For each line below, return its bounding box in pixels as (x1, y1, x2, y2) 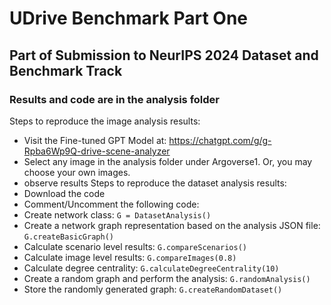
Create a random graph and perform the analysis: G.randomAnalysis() (23, 272, 311, 284)
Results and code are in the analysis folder (9, 92, 220, 106)
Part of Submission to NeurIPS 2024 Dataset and (9, 47, 319, 64)
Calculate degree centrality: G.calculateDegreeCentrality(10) (23, 262, 280, 274)
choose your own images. (23, 166, 131, 178)
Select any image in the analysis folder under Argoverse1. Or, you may (23, 155, 313, 167)
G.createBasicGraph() (23, 232, 114, 242)
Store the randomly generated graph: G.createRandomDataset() (23, 283, 283, 295)
